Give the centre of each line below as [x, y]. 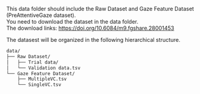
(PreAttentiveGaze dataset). [41, 15]
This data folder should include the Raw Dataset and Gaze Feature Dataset [100, 9]
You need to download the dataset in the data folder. [72, 22]
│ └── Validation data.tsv [43, 68]
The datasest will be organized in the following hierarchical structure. [93, 40]
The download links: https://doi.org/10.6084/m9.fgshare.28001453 [90, 28]
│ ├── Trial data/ [33, 62]
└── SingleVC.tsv [39, 85]
